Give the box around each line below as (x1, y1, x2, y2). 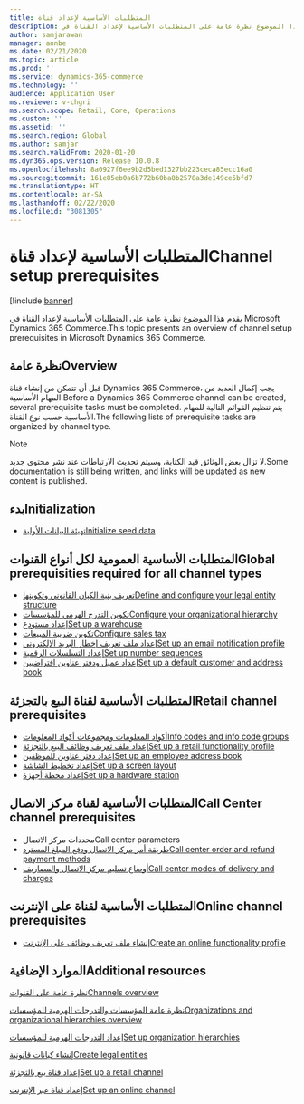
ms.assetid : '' (9, 123, 67, 132)
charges (22, 872, 54, 883)
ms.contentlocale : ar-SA (9, 190, 103, 199)
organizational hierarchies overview (9, 1014, 143, 1025)
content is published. (9, 475, 88, 485)
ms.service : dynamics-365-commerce (9, 72, 144, 82)
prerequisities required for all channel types (9, 565, 262, 581)
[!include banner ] (9, 295, 74, 306)
